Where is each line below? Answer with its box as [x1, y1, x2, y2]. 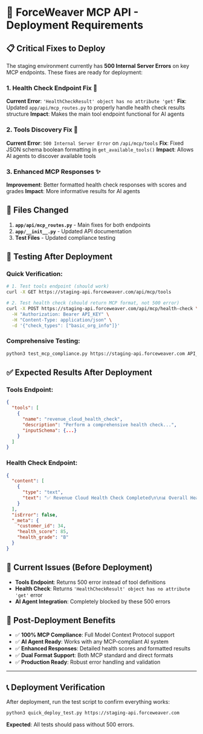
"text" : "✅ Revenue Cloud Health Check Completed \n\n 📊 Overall [22, 495, 188, 501]
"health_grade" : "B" [17, 534, 69, 541]
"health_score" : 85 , [17, 529, 69, 535]
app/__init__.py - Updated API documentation [14, 227, 132, 235]
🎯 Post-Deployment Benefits [6, 615, 116, 626]
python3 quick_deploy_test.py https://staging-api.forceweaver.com [6, 710, 180, 716]
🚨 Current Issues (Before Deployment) [6, 563, 153, 573]
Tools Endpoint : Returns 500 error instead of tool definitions [14, 578, 166, 586]
